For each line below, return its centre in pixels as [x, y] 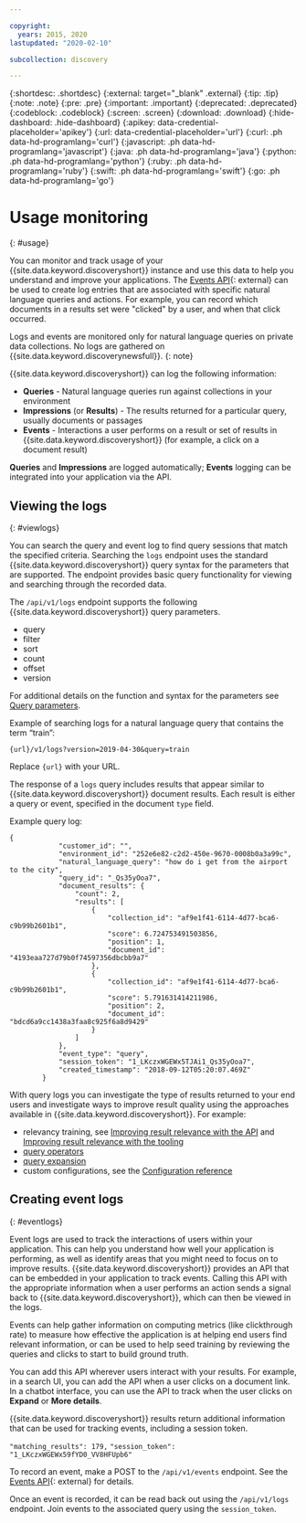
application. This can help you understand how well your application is [142, 1249]
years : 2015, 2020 [53, 34]
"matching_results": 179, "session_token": [93, 1446]
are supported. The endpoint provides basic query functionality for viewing [151, 575]
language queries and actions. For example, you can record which [134, 300]
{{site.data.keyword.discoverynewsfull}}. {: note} [101, 356]
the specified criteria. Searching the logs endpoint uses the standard [139, 555]
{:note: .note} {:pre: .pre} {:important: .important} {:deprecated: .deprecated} [153, 103]
